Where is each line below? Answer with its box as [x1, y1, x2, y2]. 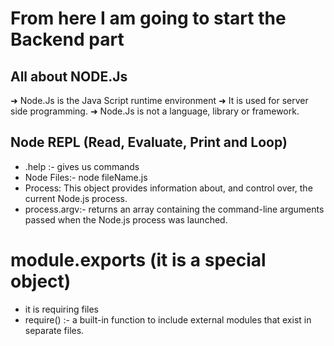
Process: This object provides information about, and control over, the [24, 182, 313, 194]
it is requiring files [24, 303, 99, 315]
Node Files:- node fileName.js [24, 171, 148, 183]
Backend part [10, 28, 125, 51]
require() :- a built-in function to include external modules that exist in [24, 313, 312, 326]
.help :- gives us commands [24, 160, 140, 172]
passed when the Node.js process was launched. [24, 213, 228, 226]
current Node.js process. [24, 192, 128, 204]
